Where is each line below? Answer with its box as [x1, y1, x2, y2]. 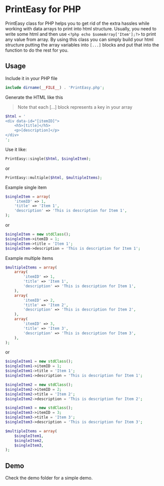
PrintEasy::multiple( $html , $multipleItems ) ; [5, 175, 102, 180]
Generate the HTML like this [5, 94, 63, 100]
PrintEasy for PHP [5, 4, 81, 15]
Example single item [5, 184, 47, 190]
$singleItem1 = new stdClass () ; [5, 359, 73, 364]
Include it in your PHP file [5, 75, 58, 81]
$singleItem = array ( [5, 194, 51, 199]
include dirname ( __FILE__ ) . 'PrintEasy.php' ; [5, 85, 105, 90]
